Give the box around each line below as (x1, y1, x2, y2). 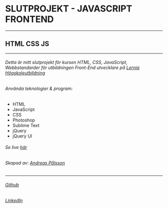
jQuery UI (12, 133, 32, 139)
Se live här (5, 144, 27, 150)
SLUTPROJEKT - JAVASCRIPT (5, 3, 132, 14)
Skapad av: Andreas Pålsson (5, 159, 65, 165)
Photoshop (12, 117, 35, 123)
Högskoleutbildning (5, 70, 45, 76)
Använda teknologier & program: (5, 85, 73, 91)
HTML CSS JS (5, 39, 49, 48)
